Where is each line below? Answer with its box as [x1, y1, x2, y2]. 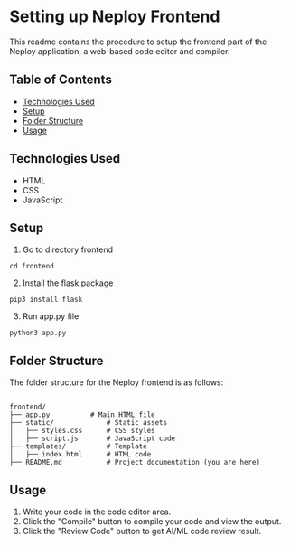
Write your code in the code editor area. [22, 506, 172, 517]
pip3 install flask [9, 296, 83, 305]
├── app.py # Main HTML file [9, 410, 155, 419]
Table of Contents [9, 72, 113, 88]
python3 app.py [9, 328, 67, 338]
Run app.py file [22, 311, 80, 322]
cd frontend [9, 262, 54, 271]
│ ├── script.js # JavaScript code [9, 434, 176, 444]
